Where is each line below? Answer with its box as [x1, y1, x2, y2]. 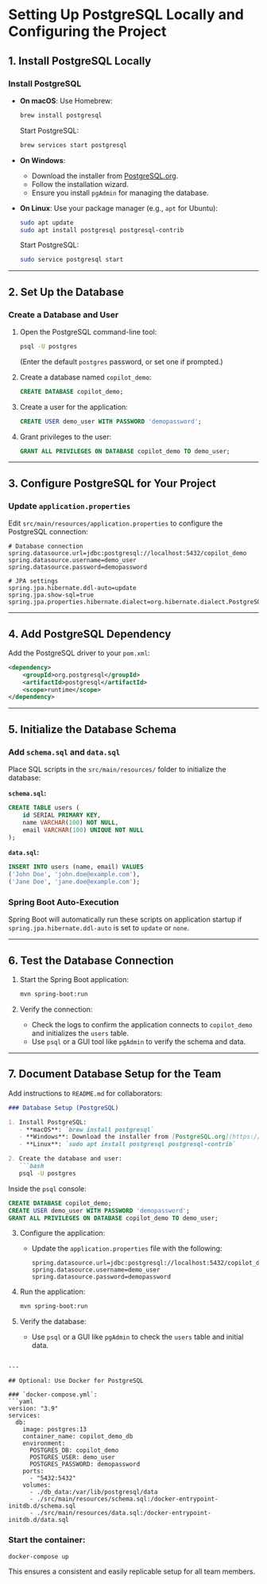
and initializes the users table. [31, 1028, 130, 1038]
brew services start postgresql [19, 141, 127, 149]
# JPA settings [8, 577, 59, 585]
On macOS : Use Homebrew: [19, 95, 113, 105]
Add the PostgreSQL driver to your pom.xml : [8, 648, 150, 658]
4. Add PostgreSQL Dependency [8, 627, 172, 641]
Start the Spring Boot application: [19, 975, 130, 984]
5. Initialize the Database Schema [8, 722, 177, 736]
